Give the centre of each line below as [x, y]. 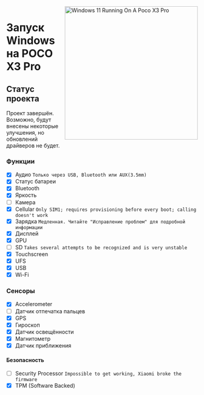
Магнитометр [33, 338]
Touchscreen [32, 254]
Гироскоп [28, 325]
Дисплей [27, 233]
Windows [31, 41]
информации [29, 227]
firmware [26, 380]
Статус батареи [36, 182]
